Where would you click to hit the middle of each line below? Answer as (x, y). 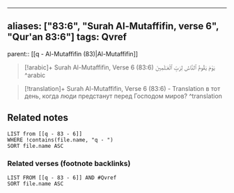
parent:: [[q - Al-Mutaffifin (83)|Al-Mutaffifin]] (72, 53)
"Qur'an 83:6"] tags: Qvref (67, 37)
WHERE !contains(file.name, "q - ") (60, 140)
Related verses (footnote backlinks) (69, 163)
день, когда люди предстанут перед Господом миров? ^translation (123, 96)
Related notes (38, 118)
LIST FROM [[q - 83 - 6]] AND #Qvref (62, 178)
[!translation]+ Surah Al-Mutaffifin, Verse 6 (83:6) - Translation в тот (122, 88)
